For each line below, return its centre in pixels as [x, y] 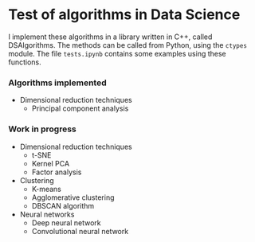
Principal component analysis [80, 108]
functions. [25, 62]
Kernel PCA [51, 163]
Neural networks [47, 214]
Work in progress [43, 129]
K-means [47, 189]
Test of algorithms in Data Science [124, 15]
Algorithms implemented [57, 83]
